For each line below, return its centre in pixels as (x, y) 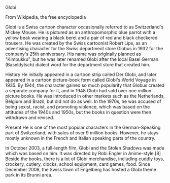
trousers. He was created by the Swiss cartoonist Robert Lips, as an (76, 43)
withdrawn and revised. (30, 118)
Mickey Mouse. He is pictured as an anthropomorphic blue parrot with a (80, 32)
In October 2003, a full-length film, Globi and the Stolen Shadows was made (85, 148)
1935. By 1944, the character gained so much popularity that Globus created (85, 85)
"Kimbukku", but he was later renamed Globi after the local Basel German (82, 59)
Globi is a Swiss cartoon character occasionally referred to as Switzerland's (84, 27)
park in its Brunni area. (29, 175)
